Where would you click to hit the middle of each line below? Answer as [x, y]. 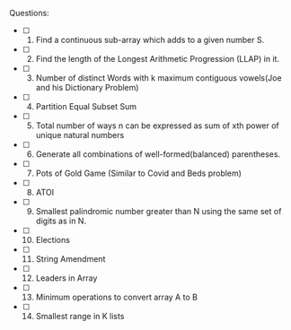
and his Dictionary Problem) [87, 87]
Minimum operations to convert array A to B [116, 297]
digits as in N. [61, 221]
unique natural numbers [80, 135]
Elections [53, 240]
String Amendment [71, 259]
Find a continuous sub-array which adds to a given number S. [150, 40]
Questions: [29, 13]
